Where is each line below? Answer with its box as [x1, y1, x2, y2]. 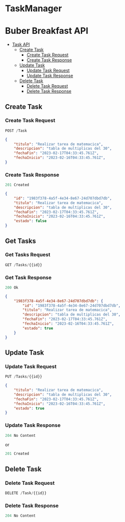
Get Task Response [5, 274, 52, 281]
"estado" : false [14, 219, 47, 224]
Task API [12, 42, 30, 47]
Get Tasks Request [5, 251, 51, 258]
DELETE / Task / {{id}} [5, 491, 47, 496]
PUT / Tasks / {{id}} [5, 374, 42, 379]
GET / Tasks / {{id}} [5, 262, 42, 267]
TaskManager [5, 3, 62, 14]
